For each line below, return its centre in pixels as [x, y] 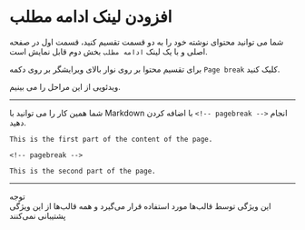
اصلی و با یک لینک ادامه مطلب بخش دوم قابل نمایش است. [108, 51]
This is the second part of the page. [83, 171]
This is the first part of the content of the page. [111, 139]
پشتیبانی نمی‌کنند [38, 215]
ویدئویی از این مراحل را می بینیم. [65, 86]
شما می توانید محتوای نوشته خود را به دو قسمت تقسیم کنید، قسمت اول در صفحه [147, 42]
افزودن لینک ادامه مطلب [91, 17]
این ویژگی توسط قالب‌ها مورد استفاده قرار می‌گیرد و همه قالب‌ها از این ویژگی [140, 205]
